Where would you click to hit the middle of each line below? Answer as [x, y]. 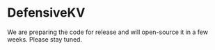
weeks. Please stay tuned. [45, 39]
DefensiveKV [46, 13]
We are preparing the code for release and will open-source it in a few [108, 32]
